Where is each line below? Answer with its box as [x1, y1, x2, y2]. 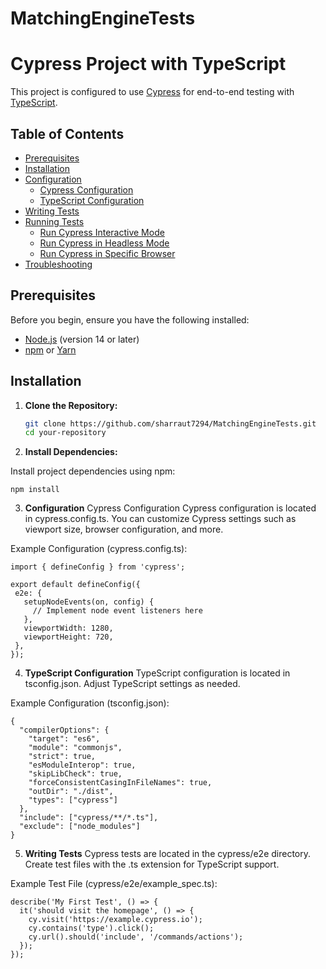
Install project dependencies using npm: [10, 465, 176, 477]
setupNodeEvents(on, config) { [23, 597, 155, 607]
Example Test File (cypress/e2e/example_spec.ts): [10, 878, 218, 890]
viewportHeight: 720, [23, 632, 114, 642]
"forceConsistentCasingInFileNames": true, [28, 778, 213, 788]
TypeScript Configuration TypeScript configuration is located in [24, 667, 291, 679]
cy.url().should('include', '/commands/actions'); [28, 932, 244, 942]
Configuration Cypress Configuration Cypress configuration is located [24, 502, 317, 514]
